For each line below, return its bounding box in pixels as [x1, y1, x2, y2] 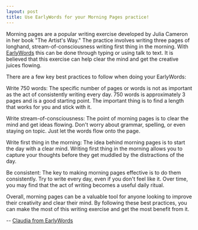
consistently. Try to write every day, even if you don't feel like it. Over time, [6, 175, 188, 182]
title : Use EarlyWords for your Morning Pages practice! [6, 14, 150, 20]
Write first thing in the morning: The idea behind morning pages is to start [6, 139, 186, 146]
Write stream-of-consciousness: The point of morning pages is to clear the [6, 114, 189, 121]
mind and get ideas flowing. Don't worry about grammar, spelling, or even [6, 121, 186, 128]
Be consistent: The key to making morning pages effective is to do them [6, 169, 181, 176]
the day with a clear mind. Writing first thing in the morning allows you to [6, 145, 183, 152]
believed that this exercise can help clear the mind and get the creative [6, 55, 179, 63]
